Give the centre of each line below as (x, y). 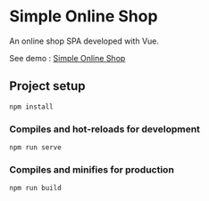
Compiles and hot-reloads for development (105, 129)
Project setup (48, 86)
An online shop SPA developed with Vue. (84, 41)
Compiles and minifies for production (92, 169)
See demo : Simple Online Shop (67, 58)
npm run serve (36, 148)
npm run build (36, 189)
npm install (31, 107)
